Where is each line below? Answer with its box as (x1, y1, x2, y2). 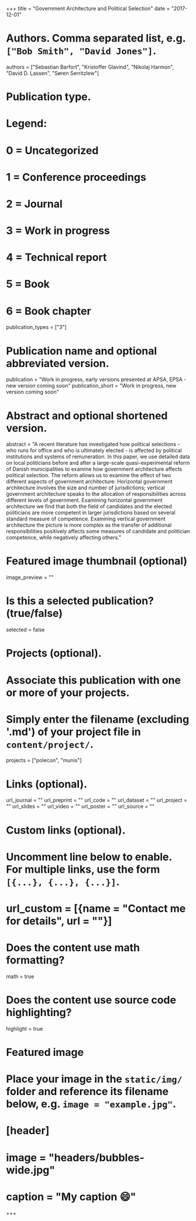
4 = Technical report (6, 251, 107, 264)
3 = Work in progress (6, 224, 110, 238)
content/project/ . (6, 738, 94, 751)
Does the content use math (6, 941, 140, 955)
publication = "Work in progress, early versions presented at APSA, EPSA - (6, 376, 187, 383)
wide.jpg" (6, 1163, 56, 1177)
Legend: (6, 117, 47, 131)
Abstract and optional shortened (6, 409, 168, 422)
